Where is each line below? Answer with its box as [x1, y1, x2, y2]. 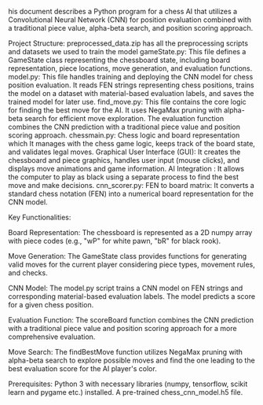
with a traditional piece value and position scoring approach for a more [8, 324, 237, 333]
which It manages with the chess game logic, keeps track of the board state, [8, 139, 255, 148]
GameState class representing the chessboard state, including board [8, 55, 231, 64]
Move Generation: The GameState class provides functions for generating [8, 252, 247, 260]
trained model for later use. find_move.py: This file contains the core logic [8, 98, 247, 106]
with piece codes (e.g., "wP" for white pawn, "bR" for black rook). [8, 236, 221, 245]
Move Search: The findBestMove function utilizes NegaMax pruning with [8, 348, 243, 356]
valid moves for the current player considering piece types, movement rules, [8, 260, 255, 269]
